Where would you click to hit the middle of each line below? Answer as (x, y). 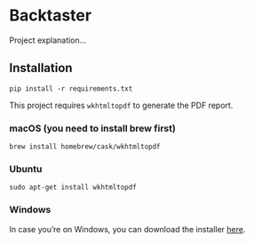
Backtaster (50, 16)
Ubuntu (26, 168)
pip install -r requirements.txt (71, 89)
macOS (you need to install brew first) (92, 128)
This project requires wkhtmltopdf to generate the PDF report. (121, 105)
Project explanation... (48, 40)
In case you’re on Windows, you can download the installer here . (127, 229)
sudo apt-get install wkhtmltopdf (73, 188)
